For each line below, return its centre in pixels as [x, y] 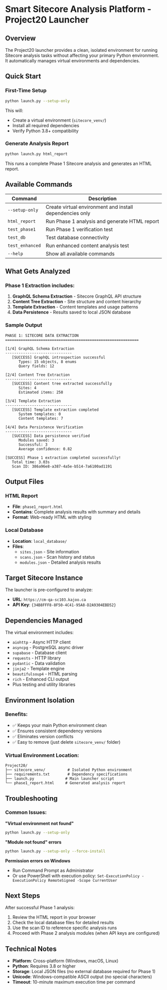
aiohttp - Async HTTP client [42, 642]
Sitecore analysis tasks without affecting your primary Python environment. [82, 55]
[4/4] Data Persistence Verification [44, 427]
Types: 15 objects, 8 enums [47, 362]
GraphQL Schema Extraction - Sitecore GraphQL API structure [77, 296]
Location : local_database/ [40, 541]
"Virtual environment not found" [40, 823]
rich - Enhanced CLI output [41, 679]
